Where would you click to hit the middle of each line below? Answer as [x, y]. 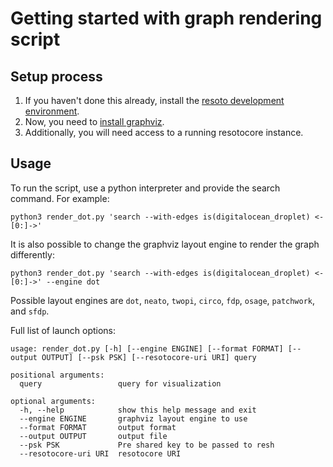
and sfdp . [30, 311]
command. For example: [60, 198]
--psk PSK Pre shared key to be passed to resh [147, 445]
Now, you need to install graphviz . [94, 121]
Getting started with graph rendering [166, 18]
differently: [32, 254]
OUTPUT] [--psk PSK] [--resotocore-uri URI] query [149, 357]
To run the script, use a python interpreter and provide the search [145, 188]
